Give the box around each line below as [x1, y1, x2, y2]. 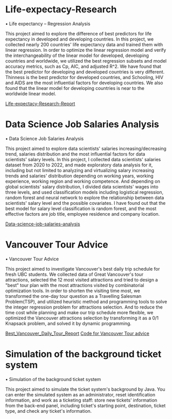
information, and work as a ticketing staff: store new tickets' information [5, 397, 158, 403]
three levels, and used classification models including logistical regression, [5, 189, 163, 195]
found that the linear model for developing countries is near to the [5, 85, 145, 91]
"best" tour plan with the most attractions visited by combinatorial [5, 282, 145, 288]
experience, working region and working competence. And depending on [5, 178, 160, 184]
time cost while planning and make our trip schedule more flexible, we [5, 309, 154, 315]
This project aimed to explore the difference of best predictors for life [5, 30, 152, 36]
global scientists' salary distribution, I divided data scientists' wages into [5, 183, 159, 189]
